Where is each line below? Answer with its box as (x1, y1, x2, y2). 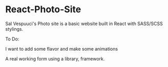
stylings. (5, 26, 24, 32)
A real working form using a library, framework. (5, 55, 105, 62)
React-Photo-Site (5, 4, 81, 15)
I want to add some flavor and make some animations (5, 46, 118, 52)
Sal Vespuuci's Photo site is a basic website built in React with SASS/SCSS (5, 20, 163, 27)
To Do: (5, 36, 19, 42)
